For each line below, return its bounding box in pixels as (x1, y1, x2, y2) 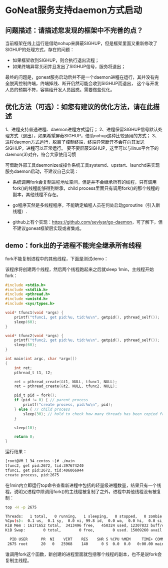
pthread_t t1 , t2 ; (14, 370, 52, 375)
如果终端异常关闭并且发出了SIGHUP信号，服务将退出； (12, 64, 126, 69)
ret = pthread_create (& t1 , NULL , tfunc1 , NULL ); (14, 379, 117, 384)
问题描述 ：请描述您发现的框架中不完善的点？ (5, 26, 143, 35)
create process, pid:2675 (5, 472, 59, 477)
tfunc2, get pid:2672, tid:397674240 (5, 463, 84, 468)
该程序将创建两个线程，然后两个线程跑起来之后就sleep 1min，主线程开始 (5, 266, 154, 272)
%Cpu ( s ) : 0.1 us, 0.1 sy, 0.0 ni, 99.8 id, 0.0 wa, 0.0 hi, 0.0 (5, 518, 155, 523)
